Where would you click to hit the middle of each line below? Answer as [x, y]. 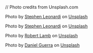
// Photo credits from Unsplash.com [42, 7]
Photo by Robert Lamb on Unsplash [42, 36]
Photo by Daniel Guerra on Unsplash [43, 45]
